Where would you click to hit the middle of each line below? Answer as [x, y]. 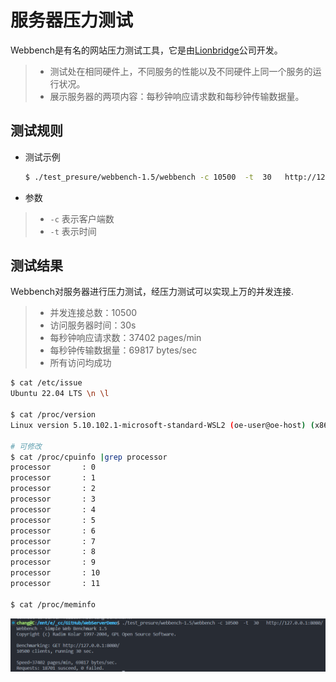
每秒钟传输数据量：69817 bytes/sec [123, 350]
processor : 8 [53, 552]
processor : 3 [53, 499]
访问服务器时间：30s [93, 325]
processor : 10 [55, 573]
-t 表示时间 [73, 231]
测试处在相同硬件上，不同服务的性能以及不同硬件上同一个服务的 [181, 71]
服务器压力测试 [72, 20]
